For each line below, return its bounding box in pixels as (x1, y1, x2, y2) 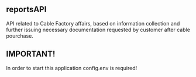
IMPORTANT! (6, 49, 56, 59)
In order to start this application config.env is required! (6, 64, 137, 71)
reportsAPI (6, 5, 47, 14)
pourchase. (6, 32, 34, 39)
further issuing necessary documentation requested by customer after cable (6, 26, 190, 33)
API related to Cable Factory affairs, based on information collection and (6, 20, 180, 27)
